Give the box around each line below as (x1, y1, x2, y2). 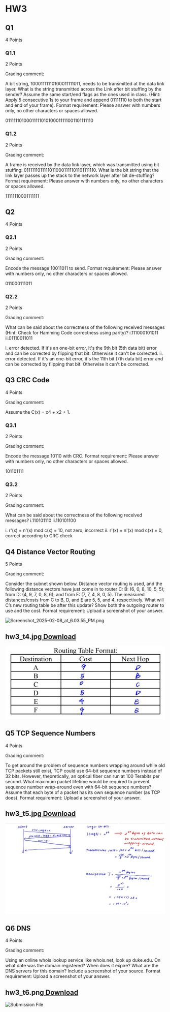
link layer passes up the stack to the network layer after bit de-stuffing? (5, 172, 155, 178)
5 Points (5, 561, 22, 567)
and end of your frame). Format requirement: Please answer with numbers (5, 102, 161, 108)
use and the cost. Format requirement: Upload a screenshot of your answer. (5, 608, 164, 614)
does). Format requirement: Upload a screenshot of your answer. (5, 794, 141, 801)
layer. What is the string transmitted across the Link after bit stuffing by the (5, 86, 161, 92)
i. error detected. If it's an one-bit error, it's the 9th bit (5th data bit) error (5, 345, 157, 351)
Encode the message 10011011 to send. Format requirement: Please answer (5, 265, 162, 271)
